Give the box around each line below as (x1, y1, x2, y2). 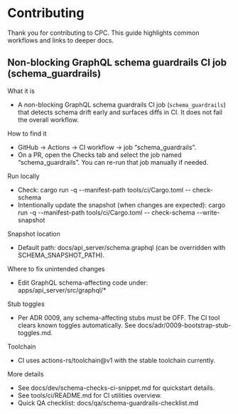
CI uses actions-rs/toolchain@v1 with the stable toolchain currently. (17, 356, 215, 364)
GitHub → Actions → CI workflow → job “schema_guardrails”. (17, 143, 197, 151)
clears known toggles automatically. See (17, 321, 136, 329)
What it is (7, 87, 36, 95)
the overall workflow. (17, 115, 80, 124)
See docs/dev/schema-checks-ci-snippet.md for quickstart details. (17, 383, 215, 392)
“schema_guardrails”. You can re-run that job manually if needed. (17, 158, 209, 166)
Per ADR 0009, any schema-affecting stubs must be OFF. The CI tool (17, 313, 220, 322)
